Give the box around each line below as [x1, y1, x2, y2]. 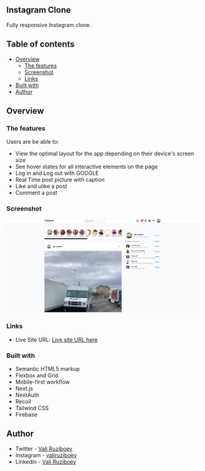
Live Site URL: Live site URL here [15, 336, 98, 343]
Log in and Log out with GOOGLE [15, 169, 99, 177]
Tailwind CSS [15, 405, 49, 412]
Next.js [15, 385, 34, 392]
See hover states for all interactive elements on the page [15, 163, 158, 171]
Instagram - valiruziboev [15, 451, 77, 459]
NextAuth [15, 391, 40, 399]
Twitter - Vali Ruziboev [15, 445, 73, 452]
